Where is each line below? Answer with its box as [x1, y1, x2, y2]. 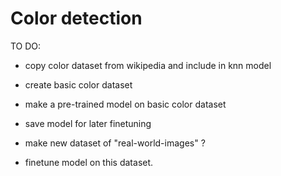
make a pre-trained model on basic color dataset [24, 98, 227, 110]
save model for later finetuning [24, 117, 152, 129]
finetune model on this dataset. [24, 156, 154, 168]
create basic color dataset [24, 78, 133, 91]
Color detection [10, 7, 143, 30]
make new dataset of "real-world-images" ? [24, 137, 206, 149]
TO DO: [10, 40, 42, 52]
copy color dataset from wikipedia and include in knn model [24, 59, 272, 71]
